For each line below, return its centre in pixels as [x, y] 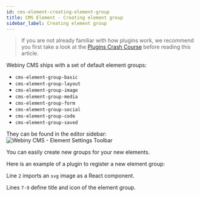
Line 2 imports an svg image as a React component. [70, 176]
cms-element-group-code [45, 116]
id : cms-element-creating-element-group [58, 12]
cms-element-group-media [46, 97]
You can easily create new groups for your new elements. [78, 152]
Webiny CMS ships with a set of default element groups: [77, 65]
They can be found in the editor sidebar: [57, 134]
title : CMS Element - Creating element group [65, 18]
